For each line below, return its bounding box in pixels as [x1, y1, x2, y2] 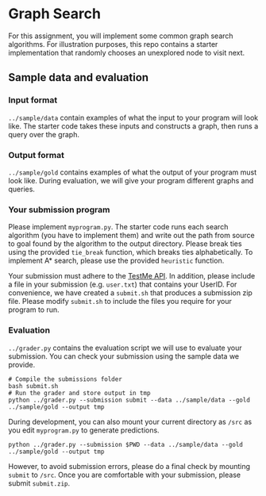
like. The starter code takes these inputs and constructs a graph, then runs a [8, 121, 259, 131]
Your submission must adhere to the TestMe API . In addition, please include [8, 271, 256, 281]
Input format [8, 94, 58, 106]
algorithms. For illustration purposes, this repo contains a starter [8, 39, 218, 48]
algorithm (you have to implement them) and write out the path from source [8, 231, 256, 240]
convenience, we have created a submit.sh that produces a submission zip [8, 288, 253, 298]
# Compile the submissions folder [8, 375, 123, 383]
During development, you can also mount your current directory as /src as [8, 417, 253, 426]
